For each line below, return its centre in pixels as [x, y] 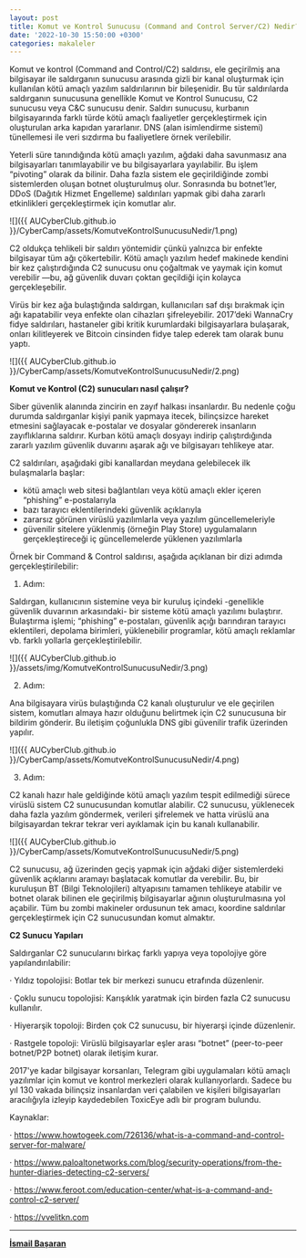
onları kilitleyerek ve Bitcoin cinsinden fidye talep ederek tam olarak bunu [147, 334]
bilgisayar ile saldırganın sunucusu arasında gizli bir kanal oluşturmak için [147, 79]
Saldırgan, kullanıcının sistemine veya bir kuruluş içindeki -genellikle [137, 602]
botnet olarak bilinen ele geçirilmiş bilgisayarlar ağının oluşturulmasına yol [148, 898]
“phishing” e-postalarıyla [69, 500]
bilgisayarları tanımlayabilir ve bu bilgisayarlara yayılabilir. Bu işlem [133, 164]
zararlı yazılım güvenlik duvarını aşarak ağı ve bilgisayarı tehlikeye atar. [142, 446]
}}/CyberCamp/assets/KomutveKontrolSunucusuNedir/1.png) [124, 231]
